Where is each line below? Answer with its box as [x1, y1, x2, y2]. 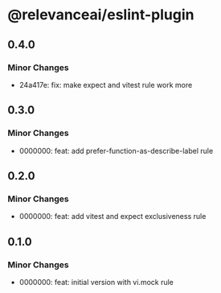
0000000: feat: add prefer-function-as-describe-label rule [18, 146, 214, 155]
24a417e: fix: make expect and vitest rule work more [18, 80, 193, 89]
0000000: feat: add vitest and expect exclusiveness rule [18, 212, 207, 221]
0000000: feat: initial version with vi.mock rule [18, 277, 174, 287]
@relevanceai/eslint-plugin [7, 6, 194, 24]
